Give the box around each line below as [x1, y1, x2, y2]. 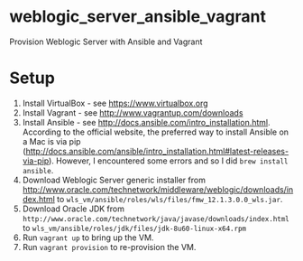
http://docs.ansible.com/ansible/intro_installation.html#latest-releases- [25, 145, 289, 156]
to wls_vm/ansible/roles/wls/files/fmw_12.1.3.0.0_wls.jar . [57, 193, 283, 204]
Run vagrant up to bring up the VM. [22, 232, 154, 243]
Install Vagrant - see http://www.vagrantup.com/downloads [22, 107, 243, 118]
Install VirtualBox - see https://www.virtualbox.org [22, 98, 209, 108]
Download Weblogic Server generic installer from [22, 174, 206, 185]
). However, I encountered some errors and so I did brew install [48, 155, 289, 166]
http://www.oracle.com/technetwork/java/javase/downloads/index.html [22, 214, 290, 223]
